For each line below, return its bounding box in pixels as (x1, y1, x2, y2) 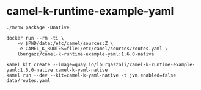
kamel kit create (6, 61, 51, 67)
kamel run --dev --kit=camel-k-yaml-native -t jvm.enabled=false (6, 72, 176, 78)
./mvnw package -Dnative (6, 24, 70, 30)
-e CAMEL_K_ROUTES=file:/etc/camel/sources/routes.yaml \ (17, 46, 168, 52)
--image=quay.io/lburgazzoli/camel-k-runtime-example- (53, 61, 196, 67)
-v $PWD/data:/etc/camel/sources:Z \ (17, 40, 114, 46)
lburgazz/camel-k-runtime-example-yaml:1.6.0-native (17, 50, 155, 57)
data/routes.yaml (6, 77, 51, 83)
